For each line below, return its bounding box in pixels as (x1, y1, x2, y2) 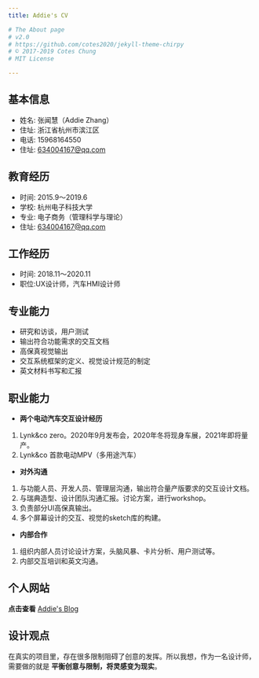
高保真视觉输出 (19, 347, 68, 356)
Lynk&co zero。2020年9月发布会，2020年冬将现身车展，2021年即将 (19, 430, 242, 440)
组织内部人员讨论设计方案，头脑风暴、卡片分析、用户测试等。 (19, 547, 220, 556)
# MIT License (8, 55, 55, 63)
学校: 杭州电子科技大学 (19, 202, 93, 212)
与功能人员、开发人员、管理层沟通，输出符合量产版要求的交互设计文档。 (19, 484, 254, 493)
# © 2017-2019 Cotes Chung (8, 48, 97, 56)
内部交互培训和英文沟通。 (19, 556, 103, 566)
